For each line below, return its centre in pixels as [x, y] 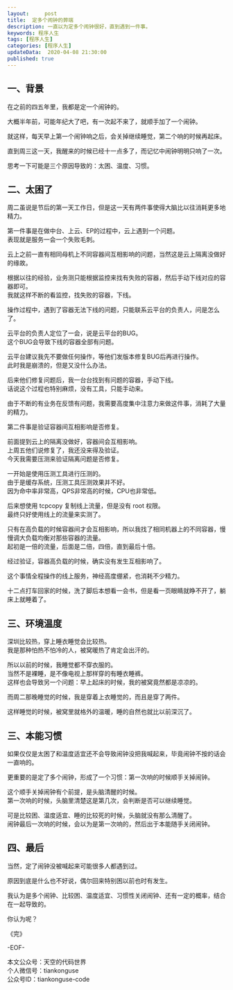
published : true [31, 59]
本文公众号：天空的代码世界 [47, 962]
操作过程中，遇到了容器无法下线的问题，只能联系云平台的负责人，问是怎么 [113, 310]
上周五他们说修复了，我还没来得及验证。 [65, 450]
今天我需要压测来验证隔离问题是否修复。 [65, 459]
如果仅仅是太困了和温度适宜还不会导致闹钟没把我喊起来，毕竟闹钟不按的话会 [116, 754]
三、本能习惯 [35, 736]
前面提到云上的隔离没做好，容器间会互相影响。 [74, 442]
